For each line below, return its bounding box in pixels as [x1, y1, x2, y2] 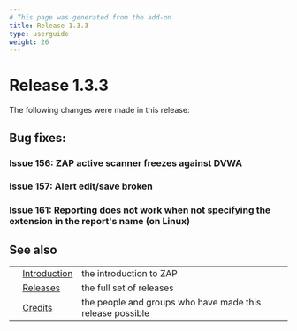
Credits [22, 302, 53, 314]
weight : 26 [9, 37, 49, 47]
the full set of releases [80, 282, 174, 294]
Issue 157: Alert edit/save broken [9, 180, 153, 192]
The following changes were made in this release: [9, 105, 190, 116]
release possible [80, 307, 150, 320]
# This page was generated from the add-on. [9, 12, 176, 22]
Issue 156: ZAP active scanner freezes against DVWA [9, 156, 243, 169]
